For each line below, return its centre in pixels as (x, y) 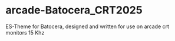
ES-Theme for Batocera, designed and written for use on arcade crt (87, 26)
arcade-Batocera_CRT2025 (74, 10)
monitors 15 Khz (25, 32)
